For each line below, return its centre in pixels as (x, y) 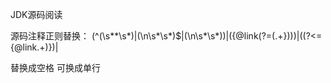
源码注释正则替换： (50, 36)
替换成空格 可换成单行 (55, 67)
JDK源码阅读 (36, 14)
